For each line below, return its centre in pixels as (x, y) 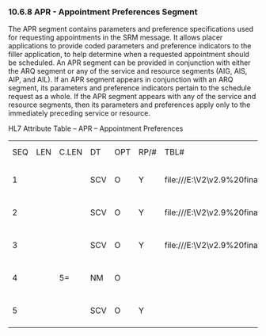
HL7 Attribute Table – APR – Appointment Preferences (96, 128)
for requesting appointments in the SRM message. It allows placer (116, 37)
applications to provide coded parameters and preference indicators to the (130, 46)
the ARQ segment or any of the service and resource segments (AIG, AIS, (128, 71)
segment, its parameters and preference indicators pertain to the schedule (130, 88)
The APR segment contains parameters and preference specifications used (131, 29)
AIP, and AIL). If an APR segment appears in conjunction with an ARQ (121, 80)
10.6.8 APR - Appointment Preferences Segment (103, 12)
